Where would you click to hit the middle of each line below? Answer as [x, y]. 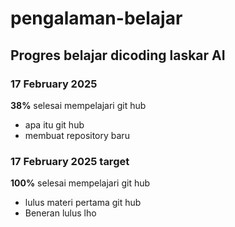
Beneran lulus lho [60, 213]
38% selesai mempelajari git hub [78, 105]
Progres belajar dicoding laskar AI [118, 55]
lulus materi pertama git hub [83, 203]
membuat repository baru [77, 135]
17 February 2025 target [70, 161]
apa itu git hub [54, 124]
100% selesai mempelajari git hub [80, 183]
